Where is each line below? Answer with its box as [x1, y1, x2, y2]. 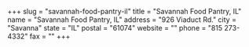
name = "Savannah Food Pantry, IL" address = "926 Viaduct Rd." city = [7, 15, 237, 24]
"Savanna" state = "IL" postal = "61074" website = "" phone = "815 [7, 23, 223, 32]
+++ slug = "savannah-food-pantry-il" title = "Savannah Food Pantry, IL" [7, 7, 242, 16]
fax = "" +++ [29, 31, 71, 41]
